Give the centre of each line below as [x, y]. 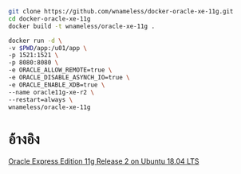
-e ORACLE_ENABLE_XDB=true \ [57, 85]
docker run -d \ [35, 41]
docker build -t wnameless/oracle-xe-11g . [82, 26]
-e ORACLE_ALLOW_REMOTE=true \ [60, 70]
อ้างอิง [24, 139]
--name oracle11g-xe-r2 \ [51, 92]
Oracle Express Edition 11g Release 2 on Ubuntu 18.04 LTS [104, 161]
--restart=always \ [41, 99]
